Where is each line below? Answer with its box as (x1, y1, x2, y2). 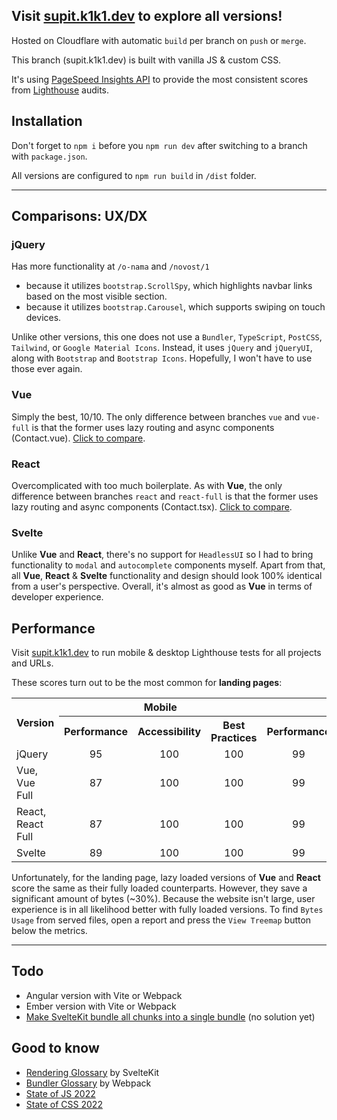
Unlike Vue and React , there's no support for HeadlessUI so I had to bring (11, 549, 314, 561)
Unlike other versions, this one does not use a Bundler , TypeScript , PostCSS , (11, 331, 323, 343)
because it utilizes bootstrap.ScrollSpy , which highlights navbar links (25, 280, 313, 292)
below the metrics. (11, 925, 88, 937)
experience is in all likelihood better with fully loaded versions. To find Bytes (11, 904, 324, 916)
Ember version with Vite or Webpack (25, 1000, 177, 1012)
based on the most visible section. (25, 290, 168, 303)
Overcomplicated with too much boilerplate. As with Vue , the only (11, 479, 283, 491)
